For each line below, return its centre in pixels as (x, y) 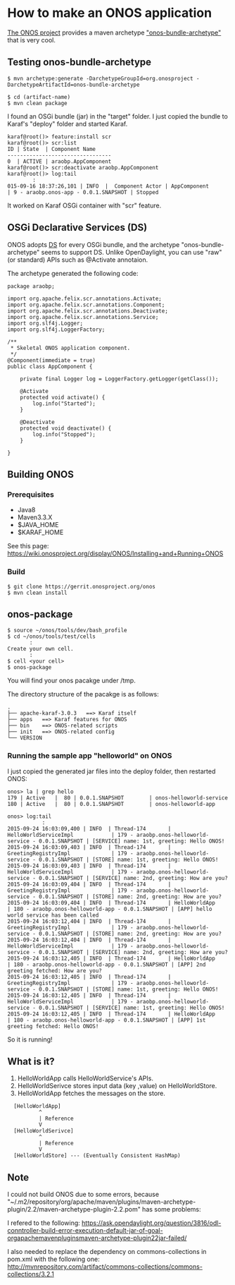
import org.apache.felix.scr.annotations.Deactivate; (88, 311)
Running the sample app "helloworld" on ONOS (90, 756)
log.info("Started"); (64, 404)
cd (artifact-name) (42, 97)
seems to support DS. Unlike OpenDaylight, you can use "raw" (132, 252)
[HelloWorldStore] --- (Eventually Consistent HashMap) (97, 1156)
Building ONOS (40, 474)
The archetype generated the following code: (73, 273)
